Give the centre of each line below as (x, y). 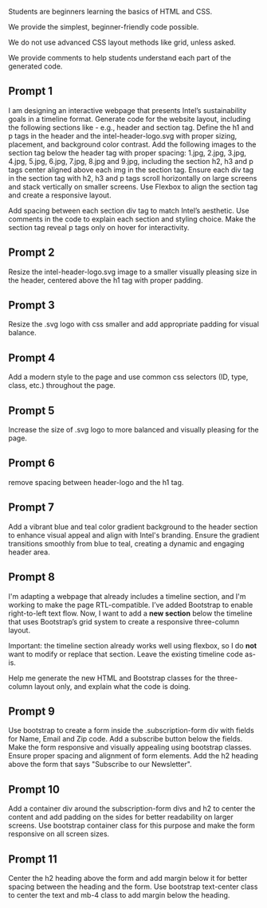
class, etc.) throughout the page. (62, 386)
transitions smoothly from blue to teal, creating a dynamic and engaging (126, 543)
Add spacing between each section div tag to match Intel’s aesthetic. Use (129, 210)
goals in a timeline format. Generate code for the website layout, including (130, 119)
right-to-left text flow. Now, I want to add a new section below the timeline (130, 613)
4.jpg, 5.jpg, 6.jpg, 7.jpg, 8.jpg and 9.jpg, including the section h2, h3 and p (131, 161)
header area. (29, 552)
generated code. (35, 66)
